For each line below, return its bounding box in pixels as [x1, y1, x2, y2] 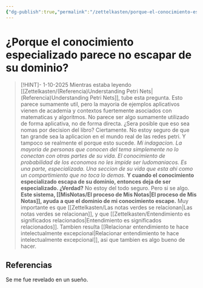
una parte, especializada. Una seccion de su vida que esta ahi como [20, 165, 193, 172]
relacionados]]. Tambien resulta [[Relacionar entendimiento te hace [20, 223, 189, 230]
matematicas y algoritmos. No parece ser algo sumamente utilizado [20, 113, 189, 120]
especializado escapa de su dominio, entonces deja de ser [20, 177, 171, 185]
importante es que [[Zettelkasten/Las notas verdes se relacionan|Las [20, 204, 193, 211]
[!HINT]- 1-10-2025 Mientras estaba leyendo [20, 81, 131, 88]
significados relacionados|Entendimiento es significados [20, 216, 162, 224]
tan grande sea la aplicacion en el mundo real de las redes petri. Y [20, 132, 186, 140]
